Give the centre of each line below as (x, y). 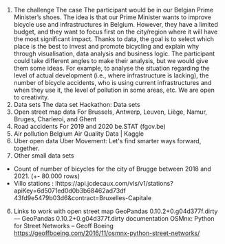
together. (26, 148)
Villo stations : (33, 183)
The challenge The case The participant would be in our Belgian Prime (114, 10)
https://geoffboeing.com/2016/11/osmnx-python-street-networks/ (107, 233)
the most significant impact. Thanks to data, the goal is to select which (114, 39)
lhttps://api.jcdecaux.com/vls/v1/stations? (114, 183)
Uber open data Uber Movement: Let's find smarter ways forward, (107, 141)
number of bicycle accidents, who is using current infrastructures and (112, 83)
